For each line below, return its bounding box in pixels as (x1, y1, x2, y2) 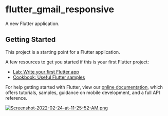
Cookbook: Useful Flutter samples (12, 74, 85, 80)
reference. (5, 95, 27, 101)
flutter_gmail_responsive (5, 4, 115, 15)
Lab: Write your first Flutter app (12, 68, 80, 75)
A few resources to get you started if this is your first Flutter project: (5, 59, 149, 65)
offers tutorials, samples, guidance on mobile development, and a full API (5, 89, 160, 96)
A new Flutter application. (5, 20, 60, 27)
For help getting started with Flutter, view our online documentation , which (5, 84, 163, 90)
